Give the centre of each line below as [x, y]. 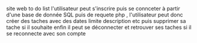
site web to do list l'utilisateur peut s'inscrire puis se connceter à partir [93, 9]
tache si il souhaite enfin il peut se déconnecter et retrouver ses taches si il [99, 27]
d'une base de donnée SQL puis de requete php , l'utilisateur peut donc [95, 15]
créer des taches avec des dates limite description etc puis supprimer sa [96, 21]
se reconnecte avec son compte [46, 34]
